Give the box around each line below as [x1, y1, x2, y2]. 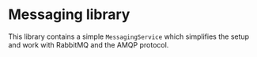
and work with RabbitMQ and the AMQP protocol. [8, 40, 169, 49]
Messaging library [8, 6, 130, 24]
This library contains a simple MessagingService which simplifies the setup [8, 32, 250, 41]
